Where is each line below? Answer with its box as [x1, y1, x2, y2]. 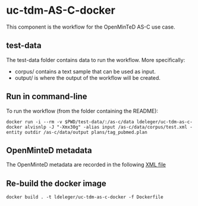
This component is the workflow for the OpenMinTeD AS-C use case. [6, 23, 175, 30]
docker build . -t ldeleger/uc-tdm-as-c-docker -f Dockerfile [6, 194, 164, 200]
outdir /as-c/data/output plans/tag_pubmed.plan [24, 129, 147, 135]
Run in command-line [6, 92, 87, 102]
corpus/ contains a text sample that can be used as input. [14, 68, 156, 75]
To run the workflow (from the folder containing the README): [6, 107, 159, 114]
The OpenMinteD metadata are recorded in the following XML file [6, 161, 166, 168]
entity [6, 129, 23, 135]
